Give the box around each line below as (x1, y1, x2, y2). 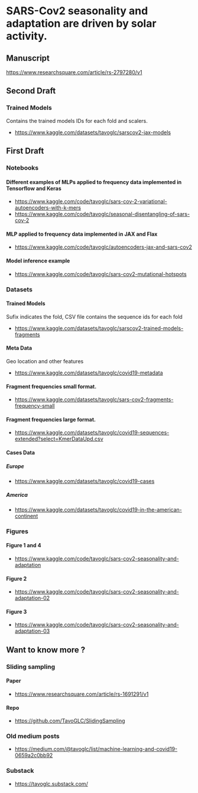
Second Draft (6, 86, 56, 96)
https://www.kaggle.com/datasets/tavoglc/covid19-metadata (14, 369, 164, 376)
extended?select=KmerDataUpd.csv (14, 435, 103, 443)
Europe (6, 462, 25, 470)
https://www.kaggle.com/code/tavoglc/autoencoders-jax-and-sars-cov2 (14, 243, 192, 250)
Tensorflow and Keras (6, 185, 62, 192)
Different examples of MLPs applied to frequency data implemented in (6, 178, 182, 185)
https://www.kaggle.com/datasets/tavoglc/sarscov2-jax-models (14, 129, 171, 136)
